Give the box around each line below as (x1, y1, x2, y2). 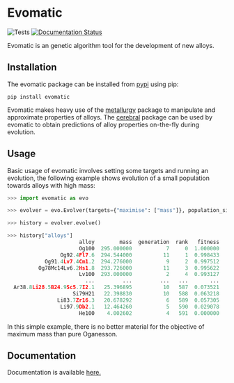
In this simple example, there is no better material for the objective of (7, 322, 205, 331)
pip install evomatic (7, 93, 70, 100)
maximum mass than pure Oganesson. (7, 329, 118, 338)
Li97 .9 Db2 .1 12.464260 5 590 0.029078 (60, 303, 219, 310)
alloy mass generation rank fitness (79, 238, 219, 246)
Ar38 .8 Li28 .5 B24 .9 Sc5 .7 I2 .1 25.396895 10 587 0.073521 (13, 284, 219, 291)
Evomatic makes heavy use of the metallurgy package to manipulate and (7, 106, 216, 114)
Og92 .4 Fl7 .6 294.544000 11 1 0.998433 (60, 252, 219, 259)
